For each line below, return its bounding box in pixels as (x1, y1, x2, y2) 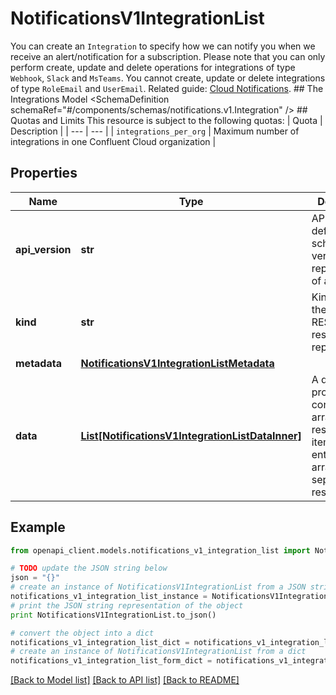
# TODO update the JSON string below (10, 563, 168, 574)
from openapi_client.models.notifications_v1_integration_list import (10, 545, 311, 556)
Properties (10, 165, 78, 182)
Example (10, 519, 66, 536)
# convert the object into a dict (10, 628, 155, 638)
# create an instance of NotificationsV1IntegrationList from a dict (10, 647, 307, 657)
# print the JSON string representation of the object (10, 600, 244, 611)
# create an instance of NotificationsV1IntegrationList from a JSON (10, 582, 307, 592)
